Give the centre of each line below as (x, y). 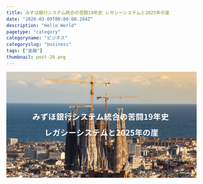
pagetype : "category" (34, 32)
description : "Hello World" (42, 25)
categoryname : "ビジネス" (37, 38)
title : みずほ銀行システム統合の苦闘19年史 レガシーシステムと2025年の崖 (88, 13)
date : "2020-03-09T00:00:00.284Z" (50, 19)
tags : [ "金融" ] (24, 51)
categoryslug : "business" (39, 44)
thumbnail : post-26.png (36, 57)
